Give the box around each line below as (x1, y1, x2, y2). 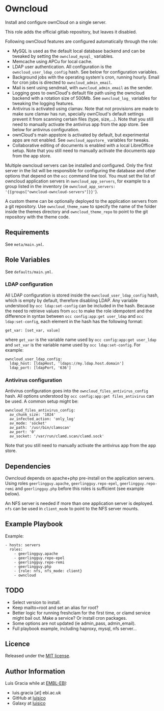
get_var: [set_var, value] (5, 328, 60, 333)
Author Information (5, 667, 65, 675)
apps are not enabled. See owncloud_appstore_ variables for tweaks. (12, 137, 150, 143)
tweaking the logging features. (12, 100, 75, 106)
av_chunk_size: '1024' (9, 412, 56, 417)
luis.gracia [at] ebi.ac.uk (12, 690, 61, 696)
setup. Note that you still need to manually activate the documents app (12, 148, 156, 153)
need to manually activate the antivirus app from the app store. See (12, 121, 149, 127)
